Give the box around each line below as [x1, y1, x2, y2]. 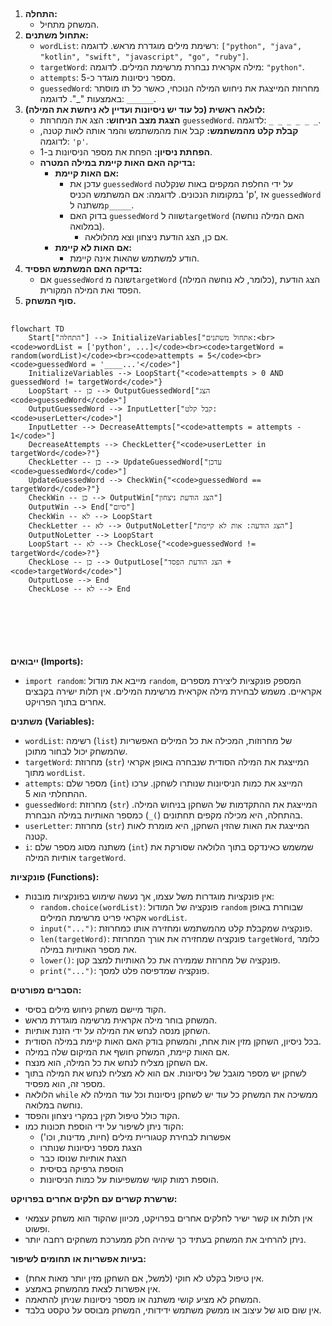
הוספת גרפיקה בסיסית [39, 1163, 124, 1175]
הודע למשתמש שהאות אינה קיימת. [69, 252, 200, 264]
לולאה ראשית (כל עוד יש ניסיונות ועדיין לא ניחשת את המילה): [24, 104, 266, 116]
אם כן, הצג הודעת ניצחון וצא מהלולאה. [84, 231, 229, 243]
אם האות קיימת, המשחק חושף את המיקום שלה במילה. [24, 1046, 230, 1058]
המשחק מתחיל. [39, 19, 100, 31]
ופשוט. [24, 1223, 51, 1235]
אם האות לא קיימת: [54, 242, 133, 254]
